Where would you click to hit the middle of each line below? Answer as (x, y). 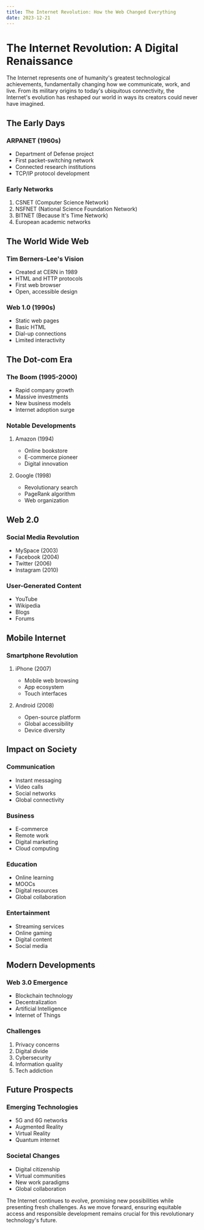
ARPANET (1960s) (34, 140)
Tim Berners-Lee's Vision (45, 259)
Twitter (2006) (33, 564)
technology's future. (32, 1220)
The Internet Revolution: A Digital (92, 48)
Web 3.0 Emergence (37, 982)
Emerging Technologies (42, 1107)
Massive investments (42, 397)
